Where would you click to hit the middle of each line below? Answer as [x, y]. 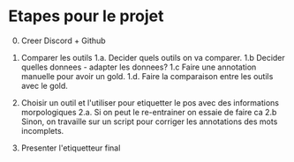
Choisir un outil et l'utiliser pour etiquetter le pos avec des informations [150, 102]
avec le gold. [44, 85]
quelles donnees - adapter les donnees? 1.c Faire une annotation [139, 67]
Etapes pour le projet [86, 16]
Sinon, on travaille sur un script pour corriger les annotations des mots [149, 121]
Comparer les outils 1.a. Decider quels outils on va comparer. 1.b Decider [153, 57]
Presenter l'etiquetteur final [71, 148]
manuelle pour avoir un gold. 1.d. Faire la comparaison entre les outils [147, 76]
